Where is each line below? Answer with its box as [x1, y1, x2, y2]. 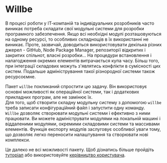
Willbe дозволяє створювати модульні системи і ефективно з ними [5, 110, 150, 116]
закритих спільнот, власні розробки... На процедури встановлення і [5, 52, 152, 58]
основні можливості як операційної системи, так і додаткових [5, 89, 140, 95]
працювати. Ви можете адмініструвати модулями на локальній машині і [5, 115, 160, 121]
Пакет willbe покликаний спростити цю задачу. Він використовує [5, 83, 147, 89]
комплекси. [5, 137, 30, 143]
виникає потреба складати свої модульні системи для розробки [5, 25, 145, 31]
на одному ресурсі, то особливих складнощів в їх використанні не [5, 36, 149, 42]
